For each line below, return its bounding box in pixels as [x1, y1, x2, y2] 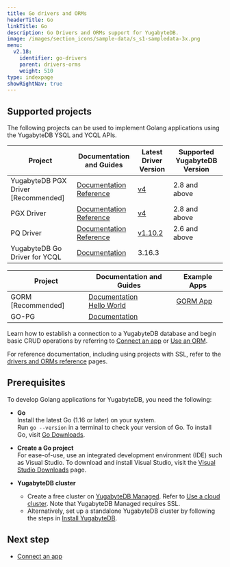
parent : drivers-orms [19, 61, 81, 68]
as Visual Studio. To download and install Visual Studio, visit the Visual [16, 458, 216, 466]
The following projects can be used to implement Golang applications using [7, 124, 220, 132]
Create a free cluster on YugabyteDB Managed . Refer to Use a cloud [27, 492, 220, 500]
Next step [7, 534, 50, 546]
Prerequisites [7, 377, 66, 389]
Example [183, 272, 213, 282]
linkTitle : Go [7, 23, 48, 29]
